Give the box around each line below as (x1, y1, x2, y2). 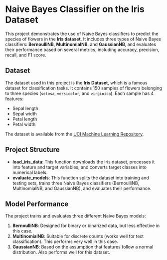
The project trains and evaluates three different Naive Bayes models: (5, 213, 146, 219)
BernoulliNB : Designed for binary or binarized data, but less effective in (12, 222, 160, 228)
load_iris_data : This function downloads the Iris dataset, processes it (12, 158, 155, 164)
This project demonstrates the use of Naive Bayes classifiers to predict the (5, 30, 159, 36)
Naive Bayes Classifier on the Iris (5, 3, 145, 15)
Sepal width (12, 110, 37, 116)
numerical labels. (12, 169, 48, 175)
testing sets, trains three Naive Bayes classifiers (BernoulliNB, (12, 180, 140, 186)
